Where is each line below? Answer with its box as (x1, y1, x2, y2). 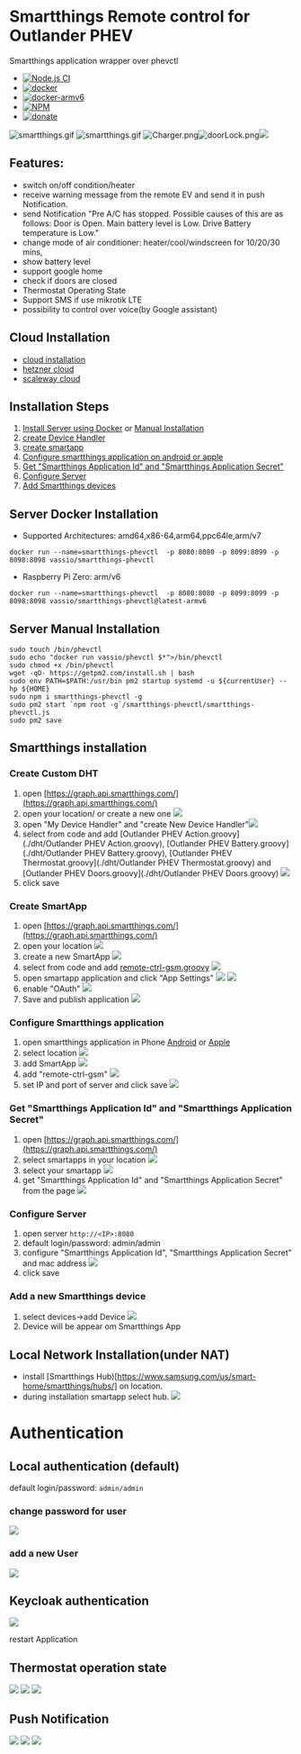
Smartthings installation (9, 740, 147, 755)
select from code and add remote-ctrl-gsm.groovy (22, 962, 209, 972)
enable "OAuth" (22, 983, 81, 994)
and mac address (22, 1258, 87, 1269)
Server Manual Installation (9, 621, 160, 637)
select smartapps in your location (22, 1154, 146, 1165)
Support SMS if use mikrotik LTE (22, 294, 142, 305)
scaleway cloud (22, 373, 81, 384)
